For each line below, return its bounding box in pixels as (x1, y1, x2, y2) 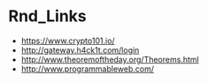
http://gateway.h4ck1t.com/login (20, 44, 140, 55)
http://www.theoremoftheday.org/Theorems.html (20, 54, 200, 64)
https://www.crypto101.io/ (20, 35, 116, 46)
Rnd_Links (8, 6, 88, 26)
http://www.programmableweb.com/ (20, 64, 154, 74)
